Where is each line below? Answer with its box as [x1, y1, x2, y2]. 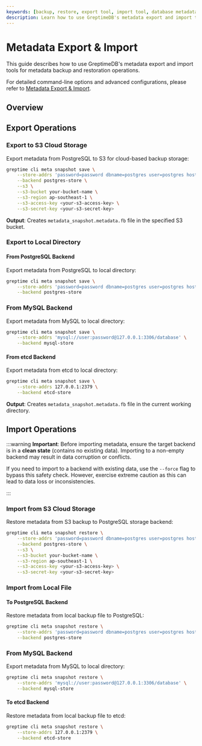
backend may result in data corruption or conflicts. [6, 453, 132, 461]
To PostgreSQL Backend [6, 598, 68, 605]
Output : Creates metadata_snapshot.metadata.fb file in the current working [6, 401, 191, 408]
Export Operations [6, 123, 77, 133]
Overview [6, 102, 44, 112]
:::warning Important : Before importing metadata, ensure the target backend [6, 440, 195, 447]
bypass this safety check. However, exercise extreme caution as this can [6, 471, 186, 479]
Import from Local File [6, 584, 72, 592]
